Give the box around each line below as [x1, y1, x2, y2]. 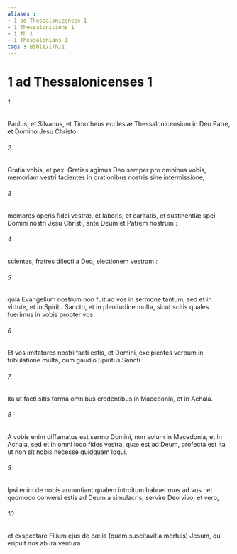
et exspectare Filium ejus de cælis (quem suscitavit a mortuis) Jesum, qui [7, 531, 222, 540]
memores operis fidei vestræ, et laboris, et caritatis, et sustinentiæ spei [7, 211, 216, 220]
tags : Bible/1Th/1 [7, 43, 65, 50]
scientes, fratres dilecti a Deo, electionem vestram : [7, 257, 158, 265]
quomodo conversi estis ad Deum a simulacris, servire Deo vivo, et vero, [7, 494, 219, 502]
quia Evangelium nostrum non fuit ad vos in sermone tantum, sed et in [7, 295, 212, 304]
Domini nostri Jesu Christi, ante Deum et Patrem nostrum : [7, 218, 177, 227]
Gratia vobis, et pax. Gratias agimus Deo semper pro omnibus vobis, [7, 165, 207, 174]
